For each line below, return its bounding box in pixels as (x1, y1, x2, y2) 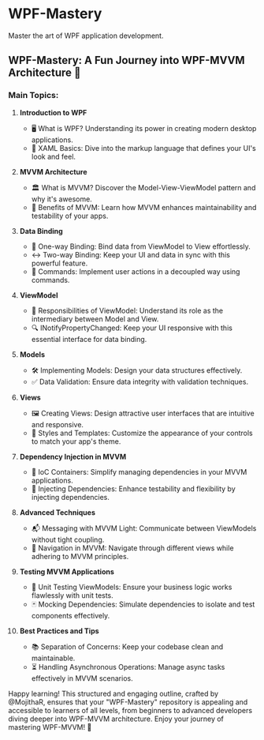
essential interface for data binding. (31, 334, 147, 344)
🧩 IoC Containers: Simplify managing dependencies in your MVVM (31, 467, 247, 476)
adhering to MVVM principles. (31, 551, 129, 561)
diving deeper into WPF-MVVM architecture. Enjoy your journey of (8, 714, 225, 723)
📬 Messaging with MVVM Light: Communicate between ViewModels (31, 523, 257, 533)
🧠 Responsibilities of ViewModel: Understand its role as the (31, 306, 224, 315)
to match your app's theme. (31, 436, 121, 446)
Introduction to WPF (19, 107, 87, 117)
